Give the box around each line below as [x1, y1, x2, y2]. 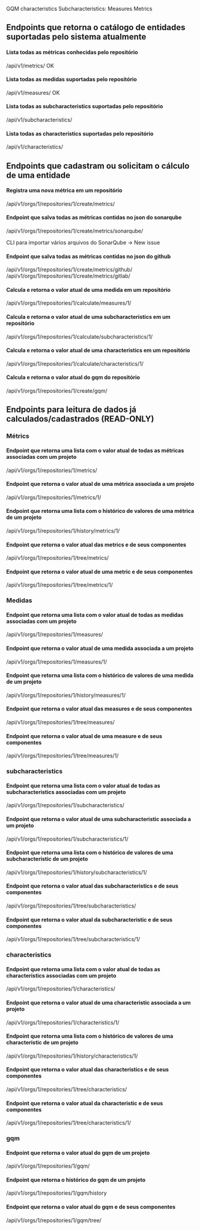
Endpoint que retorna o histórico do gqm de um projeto [6, 1176, 146, 1183]
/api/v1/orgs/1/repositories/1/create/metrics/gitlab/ [6, 273, 131, 280]
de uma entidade [6, 170, 71, 180]
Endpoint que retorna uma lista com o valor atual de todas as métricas [6, 447, 184, 454]
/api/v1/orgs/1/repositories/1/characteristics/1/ [6, 1019, 120, 1026]
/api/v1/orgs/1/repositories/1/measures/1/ [6, 658, 108, 665]
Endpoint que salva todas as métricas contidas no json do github [6, 252, 171, 260]
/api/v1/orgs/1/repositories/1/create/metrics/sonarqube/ [6, 228, 144, 234]
